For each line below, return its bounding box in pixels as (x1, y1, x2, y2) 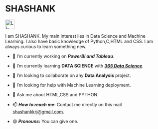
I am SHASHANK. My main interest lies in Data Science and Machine (5, 33, 146, 39)
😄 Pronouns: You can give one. (12, 118, 79, 124)
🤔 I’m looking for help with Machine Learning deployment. (12, 82, 131, 88)
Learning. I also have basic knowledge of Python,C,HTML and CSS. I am (5, 38, 154, 44)
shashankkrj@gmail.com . (12, 109, 65, 115)
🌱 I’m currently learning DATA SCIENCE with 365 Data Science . (12, 63, 144, 68)
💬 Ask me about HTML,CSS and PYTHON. (12, 91, 99, 97)
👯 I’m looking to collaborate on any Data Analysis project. (12, 72, 131, 78)
